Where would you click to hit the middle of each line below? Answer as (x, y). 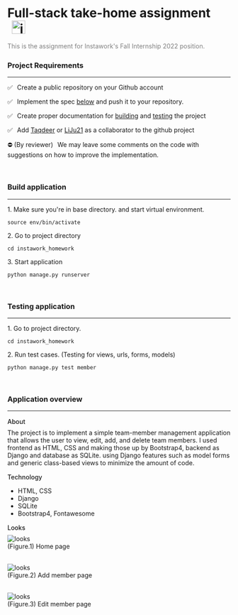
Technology (25, 477)
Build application (37, 187)
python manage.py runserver (49, 275)
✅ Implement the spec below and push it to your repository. (96, 102)
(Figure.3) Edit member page (50, 604)
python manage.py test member (52, 367)
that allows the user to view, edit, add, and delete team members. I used (112, 440)
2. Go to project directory (44, 235)
